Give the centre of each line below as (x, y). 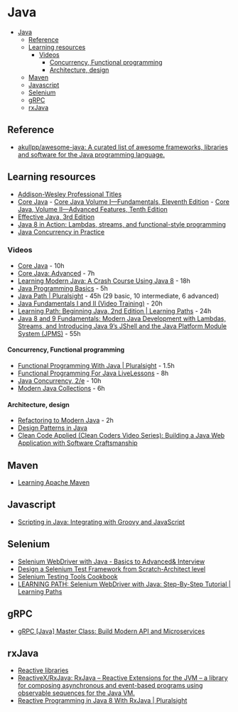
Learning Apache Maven (54, 482)
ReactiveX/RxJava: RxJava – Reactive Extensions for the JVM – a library (123, 678)
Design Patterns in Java (52, 428)
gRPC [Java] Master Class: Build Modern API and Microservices (111, 631)
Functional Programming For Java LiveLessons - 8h (93, 373)
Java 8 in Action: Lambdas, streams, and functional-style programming (121, 224)
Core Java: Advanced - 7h (56, 273)
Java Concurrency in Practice (61, 232)
